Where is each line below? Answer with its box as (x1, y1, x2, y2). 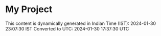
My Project (5, 4, 53, 15)
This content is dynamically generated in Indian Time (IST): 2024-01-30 (5, 20, 156, 26)
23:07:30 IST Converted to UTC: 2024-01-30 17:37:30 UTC (5, 25, 129, 31)
